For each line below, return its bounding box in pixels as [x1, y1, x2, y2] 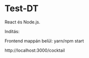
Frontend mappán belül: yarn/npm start [4, 38, 84, 44]
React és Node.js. [4, 19, 40, 25]
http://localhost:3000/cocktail [4, 47, 65, 53]
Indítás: [4, 28, 20, 34]
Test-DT [4, 3, 39, 14]
